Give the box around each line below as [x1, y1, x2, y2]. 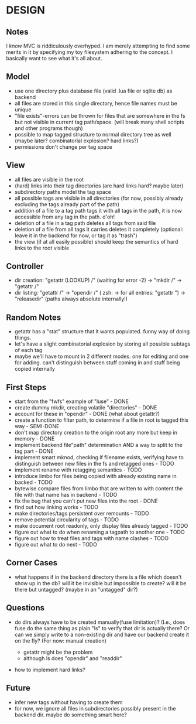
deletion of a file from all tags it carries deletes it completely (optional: [14, 226, 184, 233]
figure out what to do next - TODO [14, 541, 98, 548]
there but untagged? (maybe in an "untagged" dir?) [14, 586, 139, 593]
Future [6, 683, 31, 693]
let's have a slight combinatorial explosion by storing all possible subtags [14, 340, 191, 347]
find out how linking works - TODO [14, 504, 98, 511]
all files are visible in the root [14, 176, 84, 183]
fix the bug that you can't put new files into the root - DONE [14, 497, 158, 504]
